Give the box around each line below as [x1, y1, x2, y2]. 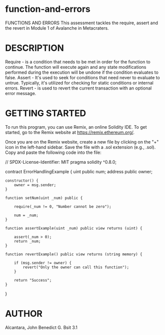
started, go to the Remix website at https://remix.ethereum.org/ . [5, 129, 135, 135]
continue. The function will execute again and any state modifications [5, 64, 147, 70]
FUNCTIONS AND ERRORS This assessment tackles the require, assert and [5, 20, 158, 26]
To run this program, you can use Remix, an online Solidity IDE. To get [5, 124, 147, 130]
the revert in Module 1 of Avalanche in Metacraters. [5, 25, 109, 31]
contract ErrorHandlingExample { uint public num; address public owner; [5, 168, 153, 174]
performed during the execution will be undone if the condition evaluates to [5, 69, 159, 75]
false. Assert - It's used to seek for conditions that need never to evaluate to [5, 74, 160, 80]
